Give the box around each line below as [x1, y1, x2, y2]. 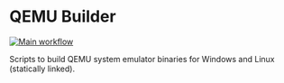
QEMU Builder [9, 6, 116, 27]
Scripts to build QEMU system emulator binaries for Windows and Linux [9, 53, 275, 64]
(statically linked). [9, 63, 75, 74]
